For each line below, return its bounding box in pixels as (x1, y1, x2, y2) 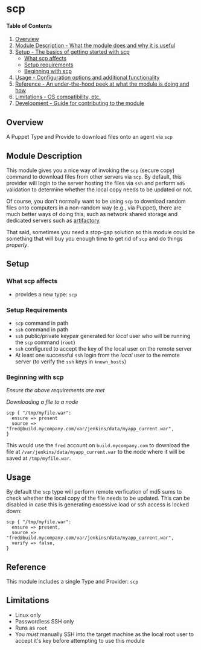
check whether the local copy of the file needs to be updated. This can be (6, 494, 190, 502)
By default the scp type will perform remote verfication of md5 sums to (6, 488, 182, 495)
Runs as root (14, 624, 48, 631)
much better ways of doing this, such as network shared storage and (6, 211, 178, 218)
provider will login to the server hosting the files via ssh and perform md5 (6, 180, 185, 187)
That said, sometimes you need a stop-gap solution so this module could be (6, 229, 195, 236)
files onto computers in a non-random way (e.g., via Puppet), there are (6, 204, 182, 211)
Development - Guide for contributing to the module (14, 100, 145, 107)
